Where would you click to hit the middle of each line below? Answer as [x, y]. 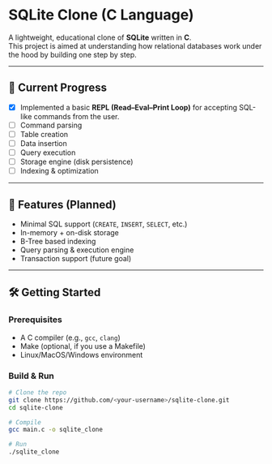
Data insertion [43, 143]
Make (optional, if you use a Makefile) [83, 346]
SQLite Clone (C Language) [101, 15]
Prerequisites [35, 320]
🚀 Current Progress [58, 88]
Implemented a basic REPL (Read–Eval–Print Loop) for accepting [128, 107]
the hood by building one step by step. [73, 54]
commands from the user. [76, 116]
